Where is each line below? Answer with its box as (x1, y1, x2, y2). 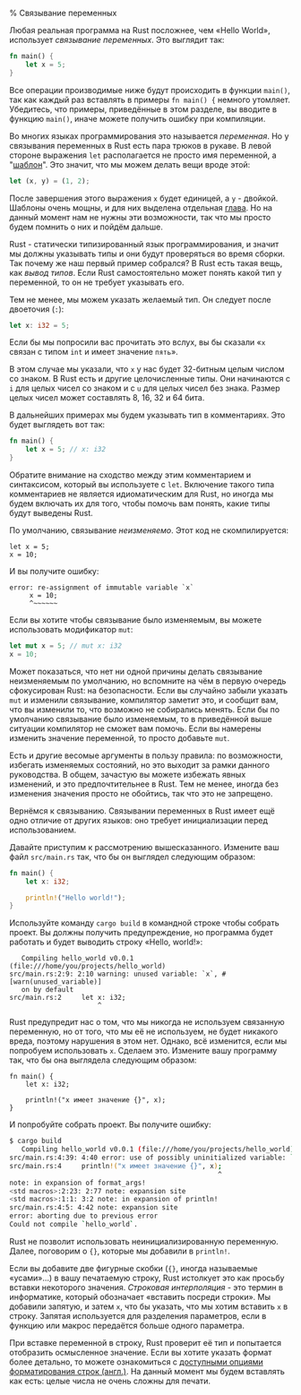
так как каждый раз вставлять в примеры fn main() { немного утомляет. (9, 94, 291, 105)
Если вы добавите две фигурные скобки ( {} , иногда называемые (9, 1262, 258, 1273)
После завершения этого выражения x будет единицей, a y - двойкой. (9, 193, 279, 203)
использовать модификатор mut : (9, 624, 133, 634)
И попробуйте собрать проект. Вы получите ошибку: (9, 1119, 211, 1130)
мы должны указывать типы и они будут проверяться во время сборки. (9, 248, 285, 259)
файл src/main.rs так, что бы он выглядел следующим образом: (9, 851, 256, 862)
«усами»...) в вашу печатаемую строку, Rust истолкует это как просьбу (9, 1272, 285, 1283)
